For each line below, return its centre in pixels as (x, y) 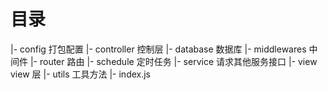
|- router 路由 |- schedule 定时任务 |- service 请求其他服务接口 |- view (173, 61)
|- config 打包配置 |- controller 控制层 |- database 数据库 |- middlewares (158, 49)
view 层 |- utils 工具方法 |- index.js (81, 74)
